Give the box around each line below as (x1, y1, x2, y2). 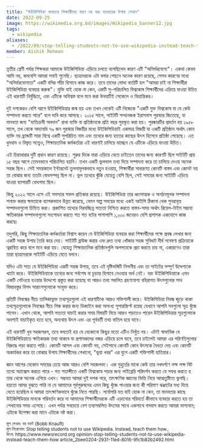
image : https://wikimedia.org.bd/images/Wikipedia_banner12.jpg (6, 20, 172, 26)
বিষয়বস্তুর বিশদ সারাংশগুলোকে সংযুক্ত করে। (6, 283, 80, 291)
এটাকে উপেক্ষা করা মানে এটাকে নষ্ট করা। (6, 408, 77, 416)
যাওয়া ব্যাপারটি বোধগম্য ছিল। (6, 178, 57, 185)
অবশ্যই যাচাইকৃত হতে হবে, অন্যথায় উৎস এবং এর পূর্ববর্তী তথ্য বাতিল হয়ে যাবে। (6, 315, 143, 323)
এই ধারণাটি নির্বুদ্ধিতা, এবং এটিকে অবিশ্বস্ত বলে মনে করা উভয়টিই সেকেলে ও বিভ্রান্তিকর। (6, 92, 154, 100)
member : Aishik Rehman (6, 49, 64, 55)
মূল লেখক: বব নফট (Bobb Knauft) (6, 421, 64, 427)
